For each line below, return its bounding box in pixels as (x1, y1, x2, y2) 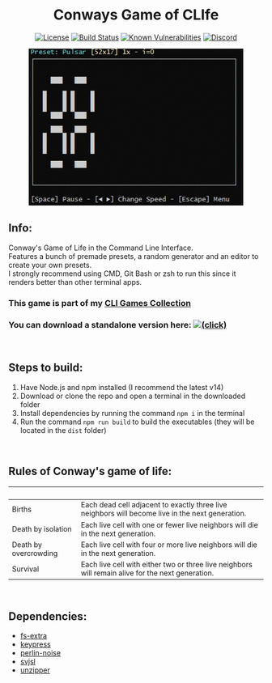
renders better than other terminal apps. (8, 277, 142, 286)
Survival (11, 564, 40, 574)
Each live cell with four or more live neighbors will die (80, 540, 257, 549)
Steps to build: (8, 361, 83, 375)
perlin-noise (19, 648, 62, 658)
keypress (19, 639, 51, 649)
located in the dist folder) (19, 425, 107, 435)
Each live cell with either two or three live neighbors (80, 560, 253, 570)
